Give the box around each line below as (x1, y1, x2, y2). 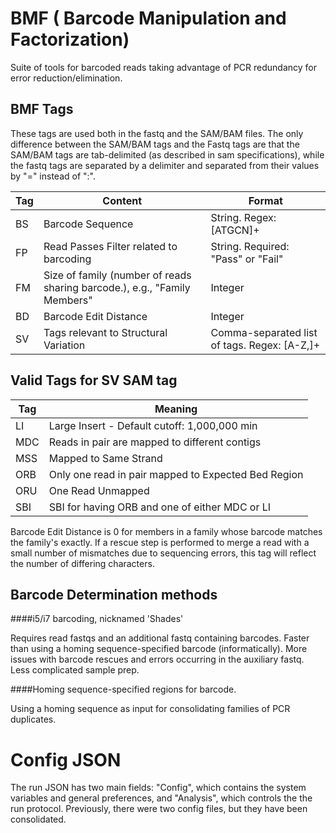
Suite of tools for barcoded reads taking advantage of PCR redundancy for (10, 61, 318, 73)
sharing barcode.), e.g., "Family (43, 280, 191, 294)
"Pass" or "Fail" (210, 252, 284, 266)
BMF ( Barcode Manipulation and (10, 7, 287, 30)
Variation (43, 338, 86, 352)
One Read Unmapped (48, 483, 150, 497)
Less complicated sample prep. (10, 664, 140, 676)
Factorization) (10, 28, 130, 51)
